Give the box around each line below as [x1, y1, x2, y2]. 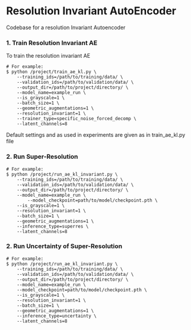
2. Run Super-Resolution [6, 153, 78, 161]
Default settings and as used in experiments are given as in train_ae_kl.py [6, 131, 186, 139]
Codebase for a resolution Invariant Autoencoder [6, 24, 126, 31]
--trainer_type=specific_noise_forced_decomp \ [17, 116, 136, 122]
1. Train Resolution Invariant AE [6, 39, 98, 47]
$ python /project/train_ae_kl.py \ [6, 69, 97, 75]
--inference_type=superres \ [17, 223, 89, 230]
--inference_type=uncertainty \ [17, 313, 97, 319]
